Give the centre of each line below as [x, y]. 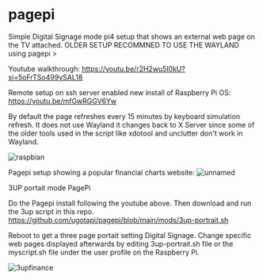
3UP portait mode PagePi [50, 187]
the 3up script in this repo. [51, 211]
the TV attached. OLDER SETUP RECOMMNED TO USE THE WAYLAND [124, 44]
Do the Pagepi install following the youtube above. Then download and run [130, 203]
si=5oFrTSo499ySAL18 [46, 77]
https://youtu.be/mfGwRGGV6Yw [63, 101]
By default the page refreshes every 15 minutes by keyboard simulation [124, 116]
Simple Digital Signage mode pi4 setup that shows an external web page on [131, 36]
